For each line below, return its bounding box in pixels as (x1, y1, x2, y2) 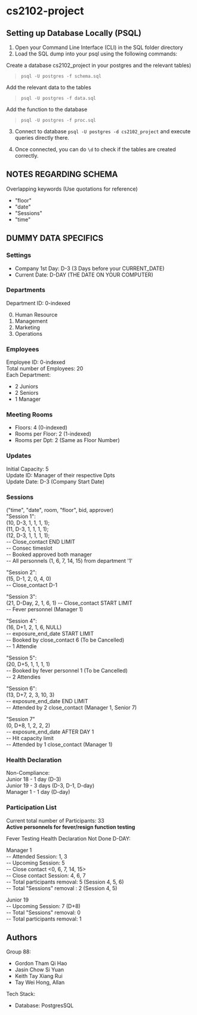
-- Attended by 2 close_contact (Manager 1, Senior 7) (6, 704, 137, 711)
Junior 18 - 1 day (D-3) (6, 775, 61, 783)
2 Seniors (14, 390, 39, 397)
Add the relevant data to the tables (6, 84, 91, 91)
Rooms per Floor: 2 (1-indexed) (14, 430, 91, 437)
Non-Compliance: (6, 769, 50, 777)
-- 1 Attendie (6, 642, 37, 649)
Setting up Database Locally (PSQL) (6, 28, 142, 38)
